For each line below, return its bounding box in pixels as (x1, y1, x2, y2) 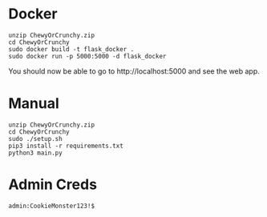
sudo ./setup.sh (8, 135, 63, 143)
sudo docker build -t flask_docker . (8, 45, 135, 53)
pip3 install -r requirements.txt (8, 142, 124, 150)
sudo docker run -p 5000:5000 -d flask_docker (8, 52, 167, 60)
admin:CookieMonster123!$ (8, 202, 95, 210)
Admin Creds (8, 175, 98, 194)
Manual (8, 94, 60, 113)
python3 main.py (8, 149, 63, 157)
